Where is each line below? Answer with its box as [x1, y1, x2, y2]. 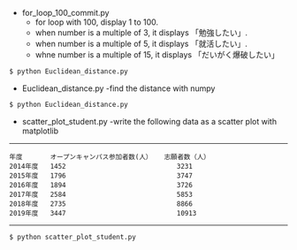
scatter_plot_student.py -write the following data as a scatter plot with [21, 116, 277, 126]
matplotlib [21, 125, 59, 136]
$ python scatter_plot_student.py [9, 232, 137, 241]
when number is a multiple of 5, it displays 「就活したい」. [34, 39, 247, 49]
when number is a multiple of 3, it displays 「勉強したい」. [34, 27, 248, 38]
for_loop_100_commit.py [21, 8, 110, 18]
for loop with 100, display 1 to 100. [34, 17, 159, 27]
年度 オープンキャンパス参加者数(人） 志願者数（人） [9, 152, 210, 162]
